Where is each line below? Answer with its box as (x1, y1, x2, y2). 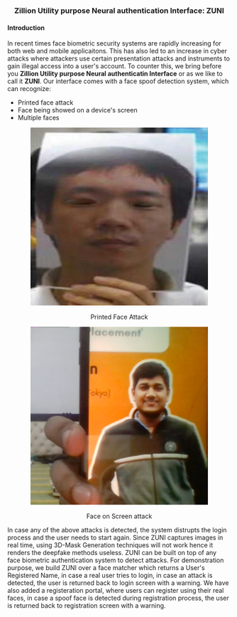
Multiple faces (17, 113, 60, 122)
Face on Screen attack (86, 512, 153, 521)
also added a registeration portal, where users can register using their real (7, 586, 224, 595)
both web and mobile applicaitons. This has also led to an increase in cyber (7, 47, 228, 56)
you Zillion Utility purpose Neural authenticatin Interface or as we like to (7, 70, 224, 78)
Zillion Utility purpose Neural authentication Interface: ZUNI (13, 6, 225, 16)
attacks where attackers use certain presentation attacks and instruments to (7, 54, 231, 63)
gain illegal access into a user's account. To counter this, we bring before (7, 62, 222, 70)
